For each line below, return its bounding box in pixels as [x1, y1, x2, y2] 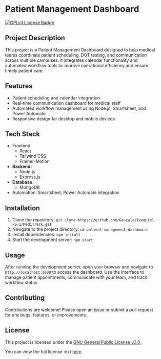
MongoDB [19, 185, 40, 191]
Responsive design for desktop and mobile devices [12, 116, 115, 121]
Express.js [19, 174, 40, 180]
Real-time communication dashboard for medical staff [12, 100, 121, 106]
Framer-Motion [19, 158, 50, 165]
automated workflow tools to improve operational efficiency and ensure [5, 62, 149, 68]
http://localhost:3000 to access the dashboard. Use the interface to [5, 269, 144, 275]
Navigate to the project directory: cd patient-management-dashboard [12, 226, 148, 232]
